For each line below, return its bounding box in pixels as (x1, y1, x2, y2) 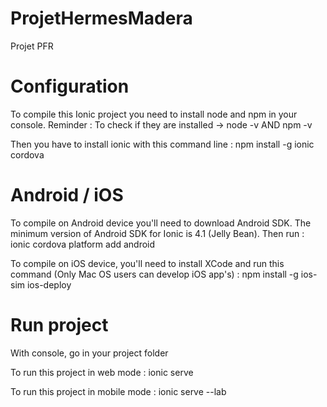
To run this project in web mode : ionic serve (10, 366, 194, 378)
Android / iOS (10, 184, 124, 207)
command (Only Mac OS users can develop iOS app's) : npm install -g (10, 268, 299, 280)
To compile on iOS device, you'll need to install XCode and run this (10, 257, 285, 269)
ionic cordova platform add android (10, 238, 156, 250)
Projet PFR (10, 40, 54, 52)
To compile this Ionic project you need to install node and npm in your (10, 108, 298, 120)
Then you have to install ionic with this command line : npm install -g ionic (10, 138, 315, 150)
